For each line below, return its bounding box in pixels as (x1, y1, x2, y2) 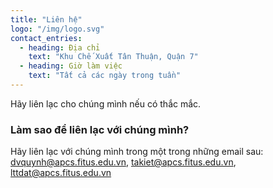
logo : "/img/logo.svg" (10, 24, 105, 34)
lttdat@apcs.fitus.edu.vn (10, 167, 112, 179)
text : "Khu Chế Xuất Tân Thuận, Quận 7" (28, 52, 199, 62)
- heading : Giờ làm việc (19, 61, 123, 71)
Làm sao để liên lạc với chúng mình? (10, 122, 190, 136)
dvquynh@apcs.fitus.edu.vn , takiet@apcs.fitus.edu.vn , (10, 156, 237, 168)
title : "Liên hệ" (10, 14, 83, 25)
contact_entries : (10, 33, 83, 43)
